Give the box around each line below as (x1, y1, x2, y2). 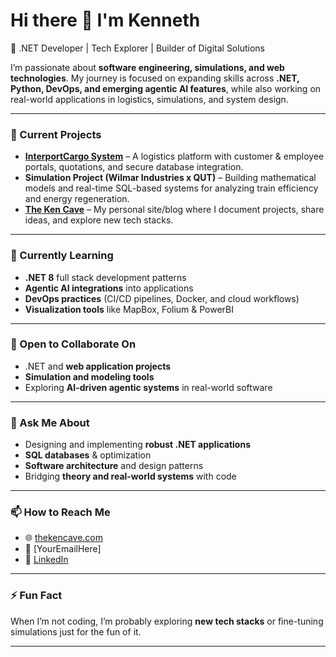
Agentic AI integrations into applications (24, 282, 194, 294)
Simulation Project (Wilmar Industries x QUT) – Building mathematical (24, 172, 317, 184)
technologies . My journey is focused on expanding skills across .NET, (10, 72, 300, 84)
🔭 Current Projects (10, 127, 102, 141)
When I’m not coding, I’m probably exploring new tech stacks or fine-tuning (10, 615, 324, 627)
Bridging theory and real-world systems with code (24, 470, 237, 483)
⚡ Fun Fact (10, 589, 63, 603)
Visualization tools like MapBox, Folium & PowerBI (24, 303, 235, 315)
